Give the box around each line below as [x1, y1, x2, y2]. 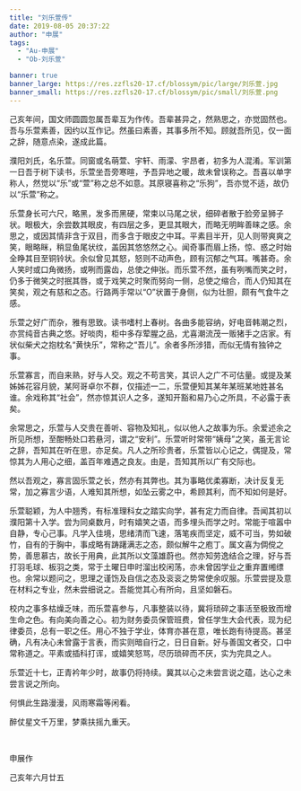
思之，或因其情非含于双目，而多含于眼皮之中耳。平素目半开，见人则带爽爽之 [9, 230, 292, 241]
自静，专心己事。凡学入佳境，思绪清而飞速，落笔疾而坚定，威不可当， [9, 527, 269, 539]
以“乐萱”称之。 [9, 189, 64, 199]
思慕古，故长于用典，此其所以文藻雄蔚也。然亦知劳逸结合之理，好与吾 [32, 549, 292, 561]
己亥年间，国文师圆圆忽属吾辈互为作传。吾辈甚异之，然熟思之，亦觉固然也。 [9, 113, 292, 124]
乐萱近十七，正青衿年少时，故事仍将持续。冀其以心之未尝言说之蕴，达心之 [9, 666, 284, 678]
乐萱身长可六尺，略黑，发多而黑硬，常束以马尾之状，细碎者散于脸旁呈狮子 [9, 207, 284, 218]
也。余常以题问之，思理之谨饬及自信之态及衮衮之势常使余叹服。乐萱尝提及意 [9, 572, 292, 584]
